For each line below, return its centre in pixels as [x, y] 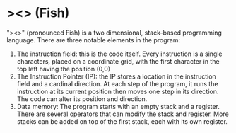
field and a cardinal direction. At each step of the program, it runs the [117, 83]
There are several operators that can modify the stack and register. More [123, 114]
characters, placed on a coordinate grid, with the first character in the [118, 61]
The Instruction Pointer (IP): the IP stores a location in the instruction [116, 76]
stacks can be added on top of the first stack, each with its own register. [122, 121]
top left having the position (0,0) [64, 69]
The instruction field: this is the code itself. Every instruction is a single [120, 54]
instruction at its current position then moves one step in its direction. [118, 91]
